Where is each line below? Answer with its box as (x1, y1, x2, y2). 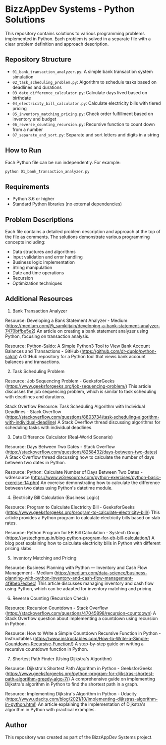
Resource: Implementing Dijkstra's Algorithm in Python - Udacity (5, 690, 137, 696)
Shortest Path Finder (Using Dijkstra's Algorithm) (12, 656, 112, 662)
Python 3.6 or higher (12, 196, 55, 202)
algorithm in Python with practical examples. (5, 706, 96, 712)
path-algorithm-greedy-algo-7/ (5, 676, 69, 682)
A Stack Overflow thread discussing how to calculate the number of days (5, 454, 155, 460)
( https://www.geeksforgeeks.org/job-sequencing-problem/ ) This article (5, 383, 151, 389)
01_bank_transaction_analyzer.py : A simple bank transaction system (12, 68, 153, 74)
